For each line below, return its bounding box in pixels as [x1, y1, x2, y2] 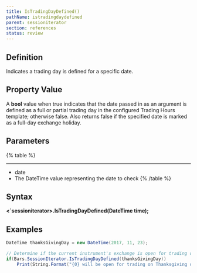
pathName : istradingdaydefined [6, 14, 83, 20]
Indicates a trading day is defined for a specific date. [6, 68, 134, 75]
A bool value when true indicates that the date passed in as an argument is [6, 100, 187, 107]
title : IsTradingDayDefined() [6, 8, 80, 15]
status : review [6, 31, 43, 36]
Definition [6, 52, 43, 62]
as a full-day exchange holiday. [6, 119, 81, 126]
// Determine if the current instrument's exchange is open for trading [6, 251, 188, 257]
